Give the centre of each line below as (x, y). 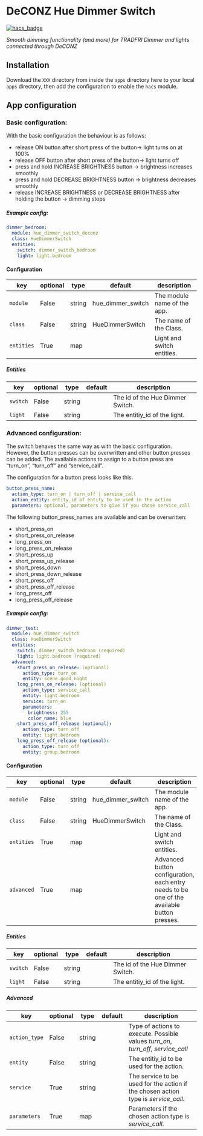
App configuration (41, 105)
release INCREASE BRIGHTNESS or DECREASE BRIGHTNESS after (97, 193)
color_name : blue (50, 718)
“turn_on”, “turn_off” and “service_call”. (55, 466)
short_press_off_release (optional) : (65, 724)
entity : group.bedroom (51, 752)
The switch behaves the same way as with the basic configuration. (89, 446)
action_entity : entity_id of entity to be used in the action (92, 500)
